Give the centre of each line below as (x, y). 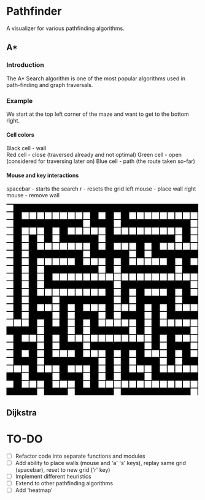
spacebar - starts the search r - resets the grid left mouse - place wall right (101, 189)
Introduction (25, 65)
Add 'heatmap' (34, 490)
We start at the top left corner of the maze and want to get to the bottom (98, 114)
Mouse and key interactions (43, 175)
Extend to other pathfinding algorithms (64, 483)
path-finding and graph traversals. (50, 85)
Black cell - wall (26, 148)
